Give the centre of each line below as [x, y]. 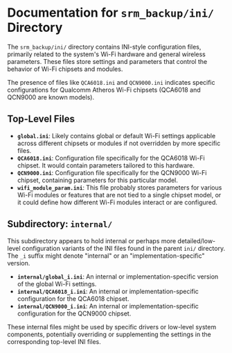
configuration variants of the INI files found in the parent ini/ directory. [124, 248]
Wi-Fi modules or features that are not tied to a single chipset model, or [119, 195]
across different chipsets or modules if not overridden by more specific [119, 143]
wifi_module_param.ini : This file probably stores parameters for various [119, 187]
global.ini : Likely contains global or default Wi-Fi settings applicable [116, 136]
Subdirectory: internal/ [60, 224]
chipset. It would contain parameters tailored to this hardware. [106, 165]
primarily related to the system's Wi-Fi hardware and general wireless [106, 54]
